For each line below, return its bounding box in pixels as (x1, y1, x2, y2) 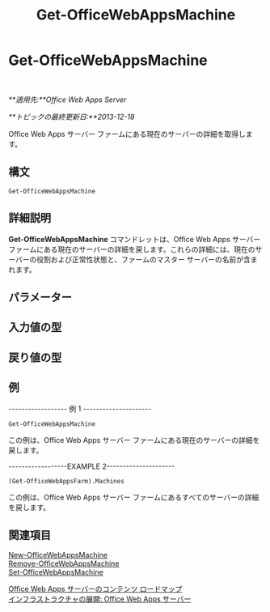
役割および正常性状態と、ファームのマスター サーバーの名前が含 (36, 254, 251, 264)
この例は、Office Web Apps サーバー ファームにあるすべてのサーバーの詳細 (8, 492, 259, 502)
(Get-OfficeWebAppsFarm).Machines (8, 477, 125, 485)
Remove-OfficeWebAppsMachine (8, 559, 120, 568)
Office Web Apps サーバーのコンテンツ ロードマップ (8, 584, 183, 594)
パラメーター (8, 290, 73, 304)
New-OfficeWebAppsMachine (8, 550, 108, 560)
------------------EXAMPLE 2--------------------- (8, 461, 175, 471)
